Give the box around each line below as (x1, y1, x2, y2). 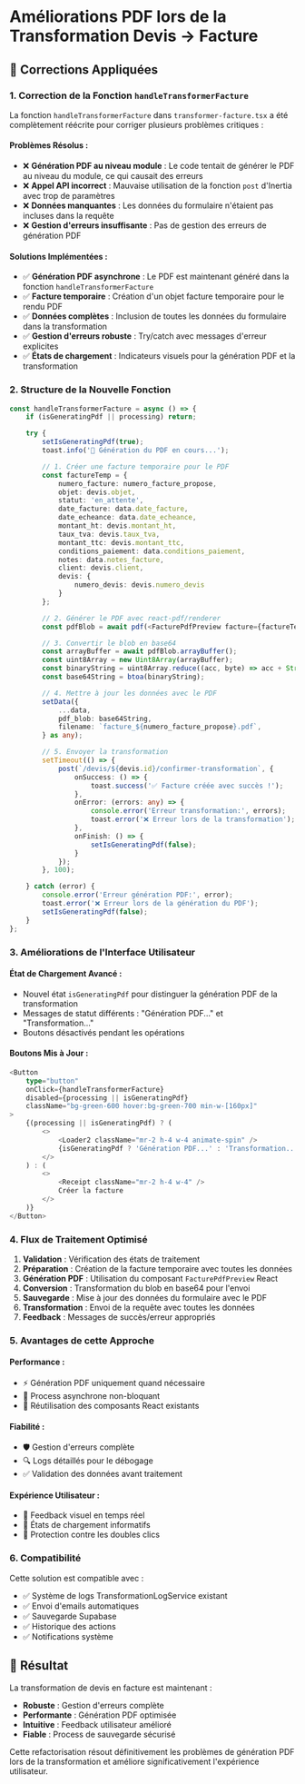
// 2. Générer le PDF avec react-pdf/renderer (42, 613, 221, 623)
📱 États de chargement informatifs (22, 1520, 152, 1531)
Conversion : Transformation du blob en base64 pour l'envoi (22, 1283, 251, 1293)
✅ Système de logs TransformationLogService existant (22, 1590, 229, 1601)
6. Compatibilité (9, 1551, 82, 1564)
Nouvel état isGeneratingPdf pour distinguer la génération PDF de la (22, 988, 279, 999)
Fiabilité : (9, 1421, 45, 1432)
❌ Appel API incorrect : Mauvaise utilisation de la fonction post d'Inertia (22, 180, 292, 192)
